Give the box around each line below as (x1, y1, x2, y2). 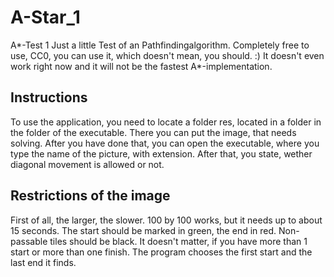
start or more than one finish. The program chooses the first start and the (10, 246, 313, 258)
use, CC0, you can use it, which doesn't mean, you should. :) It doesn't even (10, 49, 325, 61)
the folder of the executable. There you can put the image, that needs (10, 126, 297, 138)
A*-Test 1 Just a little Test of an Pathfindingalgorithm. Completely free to (10, 39, 310, 51)
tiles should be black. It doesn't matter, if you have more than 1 (49, 235, 308, 247)
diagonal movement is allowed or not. (10, 158, 165, 170)
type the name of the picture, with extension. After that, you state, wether (10, 147, 313, 160)
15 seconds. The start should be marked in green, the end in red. (10, 224, 277, 236)
